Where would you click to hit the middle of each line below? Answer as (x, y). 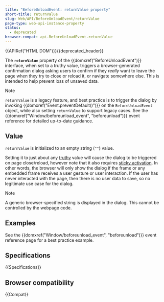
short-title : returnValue (31, 14)
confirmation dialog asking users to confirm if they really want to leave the (80, 70)
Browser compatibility (40, 283)
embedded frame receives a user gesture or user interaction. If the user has (82, 173)
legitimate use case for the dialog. (39, 184)
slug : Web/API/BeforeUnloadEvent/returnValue (52, 19)
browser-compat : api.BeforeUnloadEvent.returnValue (59, 37)
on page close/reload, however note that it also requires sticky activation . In (82, 163)
